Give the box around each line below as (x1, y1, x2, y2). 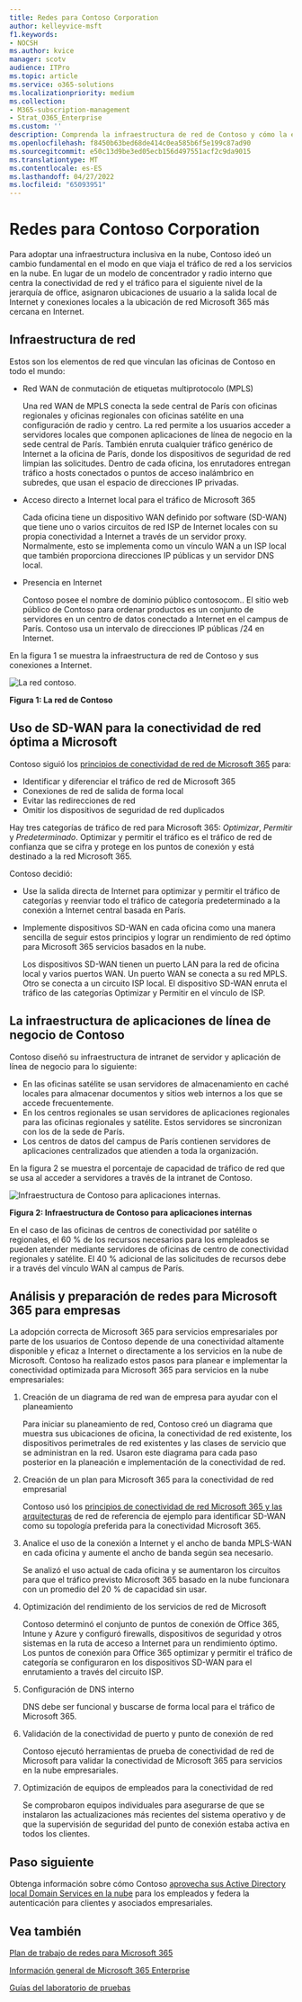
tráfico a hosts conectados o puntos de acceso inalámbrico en (22, 467, 254, 478)
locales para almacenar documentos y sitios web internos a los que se (22, 1087, 283, 1098)
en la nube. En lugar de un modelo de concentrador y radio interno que (9, 268, 272, 279)
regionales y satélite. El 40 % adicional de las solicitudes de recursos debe (9, 1253, 287, 1264)
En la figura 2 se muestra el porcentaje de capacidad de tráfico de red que (9, 1162, 286, 1174)
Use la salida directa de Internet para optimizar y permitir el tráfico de (22, 885, 280, 896)
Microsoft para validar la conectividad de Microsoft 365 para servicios (22, 1756, 283, 1766)
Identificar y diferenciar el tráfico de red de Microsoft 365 (22, 775, 236, 787)
